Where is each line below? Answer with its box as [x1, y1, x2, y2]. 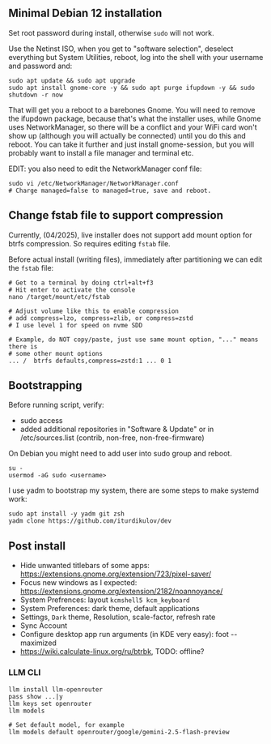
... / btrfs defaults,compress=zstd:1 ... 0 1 [8, 357, 172, 365]
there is [8, 342, 38, 351]
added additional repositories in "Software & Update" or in [19, 425, 214, 434]
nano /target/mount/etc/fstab [8, 293, 111, 301]
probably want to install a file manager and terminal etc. [8, 148, 194, 157]
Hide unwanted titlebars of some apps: [19, 561, 150, 571]
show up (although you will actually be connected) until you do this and [8, 130, 247, 140]
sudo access [19, 416, 63, 425]
